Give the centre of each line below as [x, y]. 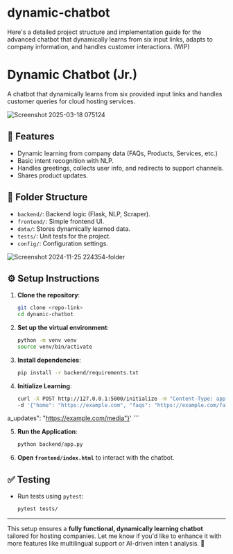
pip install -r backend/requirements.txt [78, 372]
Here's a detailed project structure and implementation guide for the [104, 32]
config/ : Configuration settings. [63, 243]
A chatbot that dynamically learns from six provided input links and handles [115, 94]
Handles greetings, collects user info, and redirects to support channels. [120, 168]
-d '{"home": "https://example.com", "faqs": [84, 405]
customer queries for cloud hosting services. [71, 101]
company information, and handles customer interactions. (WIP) [98, 46]
